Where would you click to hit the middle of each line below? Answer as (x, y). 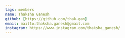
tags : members (20, 10)
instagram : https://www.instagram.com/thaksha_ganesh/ (63, 28)
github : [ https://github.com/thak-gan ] (46, 19)
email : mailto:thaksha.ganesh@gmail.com (47, 23)
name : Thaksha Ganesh (27, 14)
